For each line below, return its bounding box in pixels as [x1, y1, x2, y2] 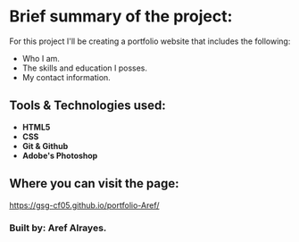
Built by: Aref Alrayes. [9, 221, 107, 234]
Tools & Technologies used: [9, 98, 167, 113]
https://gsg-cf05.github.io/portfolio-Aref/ [9, 199, 160, 211]
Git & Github [21, 140, 69, 151]
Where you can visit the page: [9, 176, 180, 191]
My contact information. [21, 71, 112, 82]
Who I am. [21, 53, 61, 63]
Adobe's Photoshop [21, 150, 98, 161]
